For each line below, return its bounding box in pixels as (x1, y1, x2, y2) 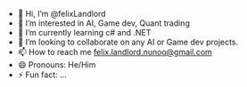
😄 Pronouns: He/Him (17, 59, 96, 70)
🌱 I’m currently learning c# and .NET (17, 28, 152, 37)
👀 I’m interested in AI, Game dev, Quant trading (17, 18, 190, 28)
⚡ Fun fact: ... (17, 69, 67, 80)
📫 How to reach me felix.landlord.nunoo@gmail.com (17, 47, 212, 57)
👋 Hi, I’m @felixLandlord (17, 9, 106, 19)
